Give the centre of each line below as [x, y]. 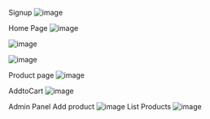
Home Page [28, 28]
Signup [20, 13]
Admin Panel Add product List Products [90, 106]
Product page [31, 75]
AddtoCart [26, 91]
